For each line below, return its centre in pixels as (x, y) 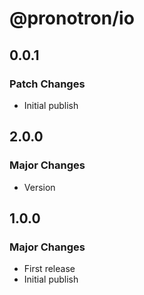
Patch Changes (47, 84)
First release (49, 269)
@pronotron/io (72, 18)
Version (39, 187)
